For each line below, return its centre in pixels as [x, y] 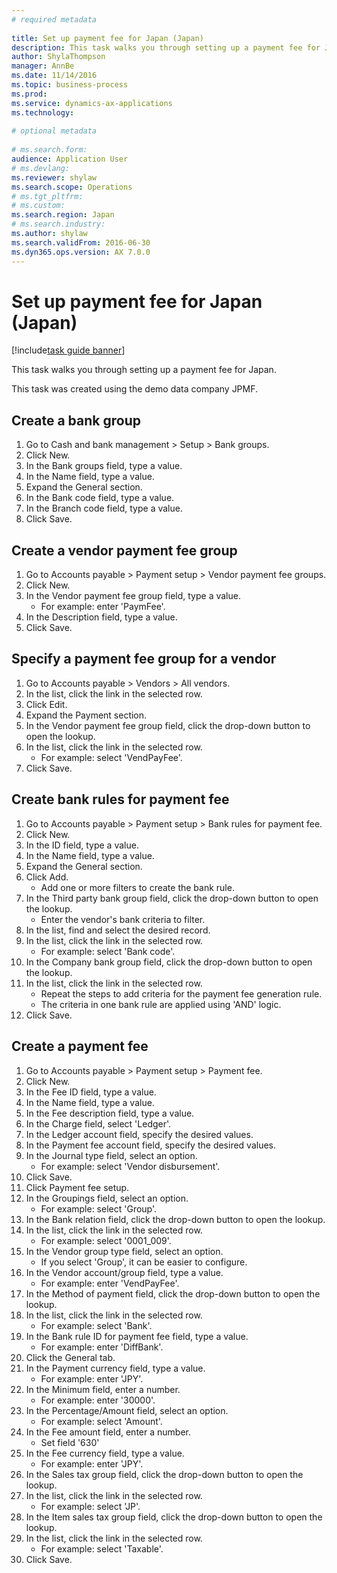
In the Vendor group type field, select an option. [124, 1251]
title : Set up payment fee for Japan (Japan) [107, 38]
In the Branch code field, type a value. [104, 508]
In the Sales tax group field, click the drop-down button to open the [164, 1474]
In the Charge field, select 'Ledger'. [98, 1123]
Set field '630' [70, 1442]
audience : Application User [70, 159]
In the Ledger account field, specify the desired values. [139, 1134]
